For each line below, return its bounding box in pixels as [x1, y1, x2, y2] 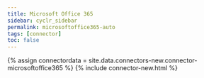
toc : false [7, 37, 40, 44]
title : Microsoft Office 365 [7, 10, 93, 18]
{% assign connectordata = [7, 56, 87, 65]
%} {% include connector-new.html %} [64, 64, 178, 72]
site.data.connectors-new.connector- [88, 56, 198, 65]
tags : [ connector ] [7, 30, 62, 38]
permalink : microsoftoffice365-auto [7, 23, 115, 30]
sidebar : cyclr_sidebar [7, 17, 78, 24]
